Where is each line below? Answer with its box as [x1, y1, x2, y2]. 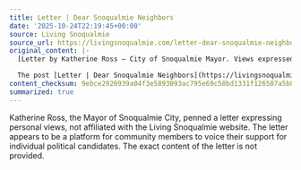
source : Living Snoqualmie [9, 30, 110, 38]
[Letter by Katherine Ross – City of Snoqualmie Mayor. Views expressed [17, 55, 295, 64]
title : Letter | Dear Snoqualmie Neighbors [9, 13, 175, 22]
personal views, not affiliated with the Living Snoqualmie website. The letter [9, 122, 288, 132]
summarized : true [9, 87, 74, 97]
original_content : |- [9, 47, 90, 55]
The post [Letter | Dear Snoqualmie [17, 71, 154, 81]
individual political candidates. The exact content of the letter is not [9, 140, 258, 151]
